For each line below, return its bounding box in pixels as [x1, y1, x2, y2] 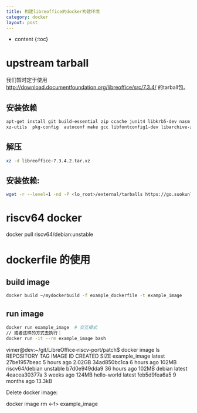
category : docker [6, 14, 49, 20]
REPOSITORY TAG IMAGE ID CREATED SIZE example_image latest [6, 352, 165, 359]
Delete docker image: [6, 389, 58, 396]
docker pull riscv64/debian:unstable [6, 231, 94, 238]
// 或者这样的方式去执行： [6, 330, 63, 336]
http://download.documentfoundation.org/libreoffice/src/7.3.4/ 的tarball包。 [6, 84, 189, 91]
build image [6, 277, 50, 287]
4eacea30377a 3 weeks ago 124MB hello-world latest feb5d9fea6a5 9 [6, 371, 176, 378]
